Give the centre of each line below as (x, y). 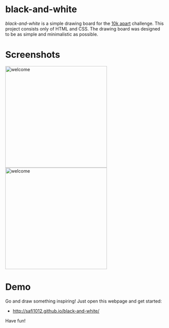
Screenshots (33, 55)
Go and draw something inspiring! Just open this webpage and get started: (84, 301)
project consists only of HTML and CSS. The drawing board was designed (83, 28)
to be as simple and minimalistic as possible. (52, 34)
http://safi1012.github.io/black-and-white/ (56, 311)
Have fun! (15, 320)
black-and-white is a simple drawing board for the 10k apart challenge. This (84, 23)
